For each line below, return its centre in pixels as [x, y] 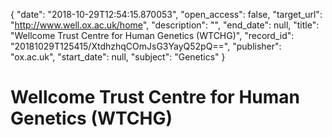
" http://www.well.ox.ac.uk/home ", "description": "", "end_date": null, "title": [165, 25]
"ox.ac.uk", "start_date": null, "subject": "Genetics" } [118, 57]
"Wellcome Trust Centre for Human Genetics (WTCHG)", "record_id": [152, 35]
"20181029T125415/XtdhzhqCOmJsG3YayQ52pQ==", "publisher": [146, 46]
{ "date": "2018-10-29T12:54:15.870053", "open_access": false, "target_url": [166, 14]
